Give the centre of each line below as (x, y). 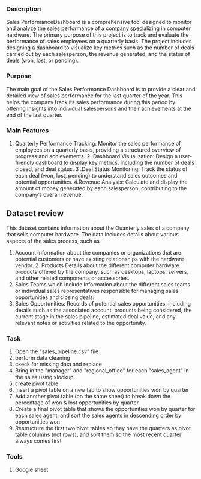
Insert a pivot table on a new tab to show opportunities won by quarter (102, 390)
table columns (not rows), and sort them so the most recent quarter (98, 434)
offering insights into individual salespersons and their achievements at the (99, 108)
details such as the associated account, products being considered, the (103, 310)
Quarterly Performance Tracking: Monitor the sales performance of (98, 143)
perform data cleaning (42, 358)
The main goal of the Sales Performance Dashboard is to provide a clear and (101, 89)
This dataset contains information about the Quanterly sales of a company (98, 228)
